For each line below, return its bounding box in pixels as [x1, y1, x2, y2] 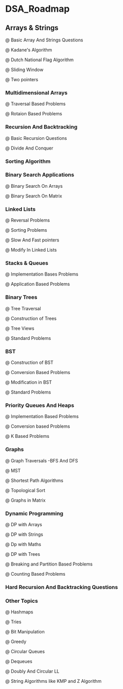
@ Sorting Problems [5, 227, 47, 233]
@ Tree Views [5, 325, 35, 331]
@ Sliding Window [5, 67, 44, 72]
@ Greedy [5, 638, 26, 645]
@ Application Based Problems [5, 281, 70, 287]
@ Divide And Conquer [5, 145, 53, 151]
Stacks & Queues [5, 260, 49, 267]
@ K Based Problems [5, 433, 50, 439]
